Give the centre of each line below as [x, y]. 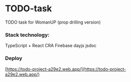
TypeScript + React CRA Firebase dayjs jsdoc [51, 46]
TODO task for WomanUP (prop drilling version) [53, 22]
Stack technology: [27, 35]
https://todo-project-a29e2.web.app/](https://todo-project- [66, 69]
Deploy [14, 58]
